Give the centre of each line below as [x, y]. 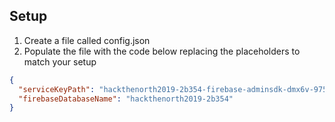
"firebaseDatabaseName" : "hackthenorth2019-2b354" [126, 99]
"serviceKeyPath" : [57, 89]
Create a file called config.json [87, 40]
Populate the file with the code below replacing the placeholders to [162, 51]
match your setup [60, 61]
